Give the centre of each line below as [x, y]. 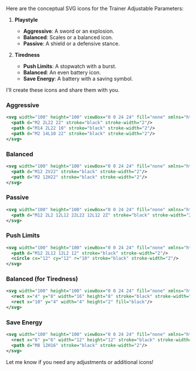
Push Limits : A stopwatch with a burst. [70, 66]
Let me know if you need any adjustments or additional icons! [80, 362]
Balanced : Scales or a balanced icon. [68, 37]
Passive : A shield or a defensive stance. [71, 44]
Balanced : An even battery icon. [62, 72]
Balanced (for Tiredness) [42, 279]
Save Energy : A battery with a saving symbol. [78, 79]
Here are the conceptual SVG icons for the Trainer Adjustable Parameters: [95, 8]
